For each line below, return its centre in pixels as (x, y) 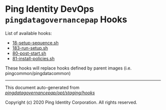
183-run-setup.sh (30, 48)
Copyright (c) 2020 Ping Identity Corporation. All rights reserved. (71, 102)
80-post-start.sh (29, 53)
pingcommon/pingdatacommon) (38, 73)
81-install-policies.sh (33, 58)
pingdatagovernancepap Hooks (66, 19)
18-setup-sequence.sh (35, 42)
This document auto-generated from (42, 87)
